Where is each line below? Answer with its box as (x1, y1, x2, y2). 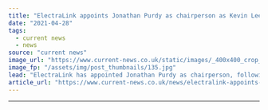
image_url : (8, 57, 45, 65)
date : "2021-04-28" (8, 19, 73, 27)
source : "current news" (8, 49, 88, 57)
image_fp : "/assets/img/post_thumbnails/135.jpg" (8, 64, 177, 72)
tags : (8, 26, 26, 34)
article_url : (8, 78, 52, 86)
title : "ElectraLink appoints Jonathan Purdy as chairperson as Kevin (8, 11, 248, 20)
